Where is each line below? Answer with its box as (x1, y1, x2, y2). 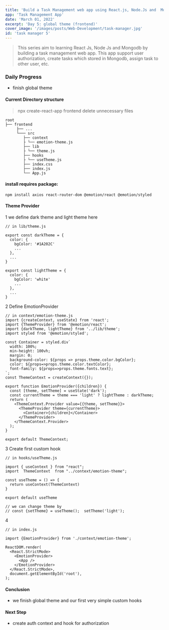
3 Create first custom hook (5, 445, 61, 452)
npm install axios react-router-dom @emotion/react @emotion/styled (5, 192, 152, 197)
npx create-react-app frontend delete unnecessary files (17, 108, 133, 114)
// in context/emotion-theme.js (5, 313, 73, 318)
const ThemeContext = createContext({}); (5, 375, 94, 380)
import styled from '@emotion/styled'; (5, 331, 89, 336)
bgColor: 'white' (14, 277, 51, 282)
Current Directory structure (5, 96, 64, 102)
